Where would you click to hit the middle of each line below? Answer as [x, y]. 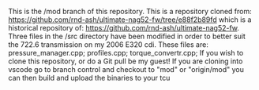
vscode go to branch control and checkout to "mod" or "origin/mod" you [126, 69]
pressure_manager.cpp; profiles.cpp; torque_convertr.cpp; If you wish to [126, 53]
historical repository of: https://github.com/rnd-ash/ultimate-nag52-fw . [124, 28]
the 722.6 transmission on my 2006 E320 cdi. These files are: [109, 45]
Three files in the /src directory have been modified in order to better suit [127, 36]
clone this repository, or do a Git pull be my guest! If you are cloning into [126, 61]
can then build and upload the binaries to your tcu [89, 78]
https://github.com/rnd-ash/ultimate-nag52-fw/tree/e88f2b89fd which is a [130, 20]
